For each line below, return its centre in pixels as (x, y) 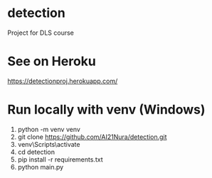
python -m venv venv (49, 129)
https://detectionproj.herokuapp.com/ (63, 81)
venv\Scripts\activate (49, 144)
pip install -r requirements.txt (60, 159)
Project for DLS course (41, 33)
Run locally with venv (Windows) (106, 110)
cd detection (36, 152)
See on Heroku (52, 61)
